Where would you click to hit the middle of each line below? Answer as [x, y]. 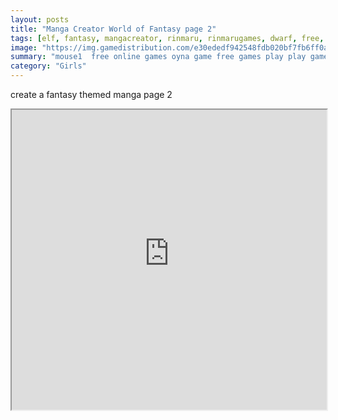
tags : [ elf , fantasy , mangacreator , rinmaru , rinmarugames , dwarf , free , [167, 38]
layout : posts [40, 19]
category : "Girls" [48, 66]
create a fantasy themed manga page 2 [91, 94]
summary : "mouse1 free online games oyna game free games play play [158, 57]
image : [24, 47]
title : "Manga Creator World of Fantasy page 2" [113, 29]
